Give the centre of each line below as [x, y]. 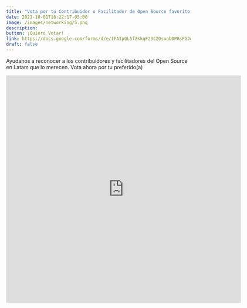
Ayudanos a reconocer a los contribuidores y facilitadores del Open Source [97, 61]
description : [22, 28]
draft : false [22, 45]
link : [13, 39]
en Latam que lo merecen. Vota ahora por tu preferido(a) [75, 67]
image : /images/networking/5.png [47, 22]
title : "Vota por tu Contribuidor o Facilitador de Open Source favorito [98, 11]
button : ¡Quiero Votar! [35, 33]
